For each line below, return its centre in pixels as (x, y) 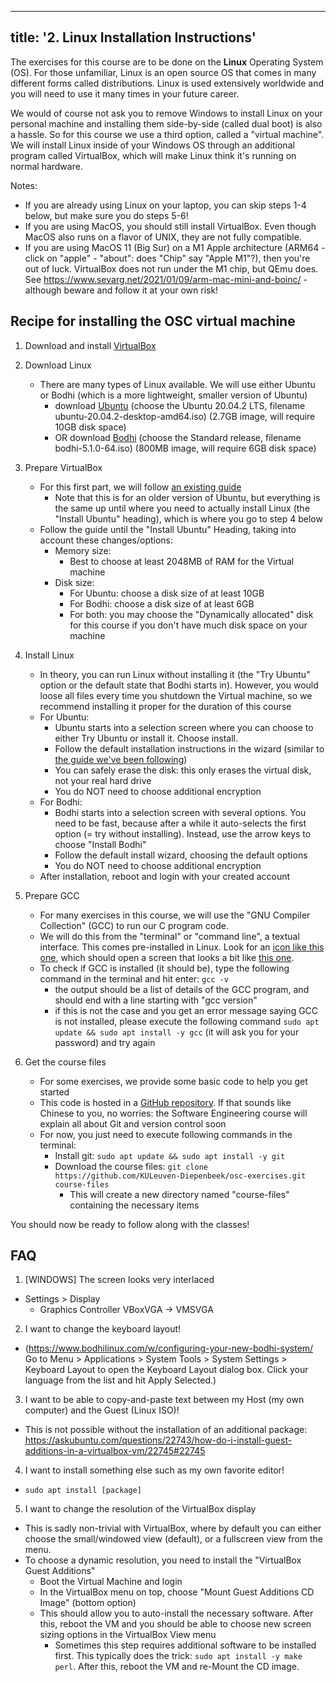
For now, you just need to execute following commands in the (166, 1134)
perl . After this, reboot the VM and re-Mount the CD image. (177, 1667)
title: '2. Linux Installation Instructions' (133, 37)
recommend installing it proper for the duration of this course (165, 706)
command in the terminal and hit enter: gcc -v (134, 978)
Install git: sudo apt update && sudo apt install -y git (170, 1155)
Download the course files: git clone (131, 1166)
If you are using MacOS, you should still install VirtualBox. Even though (170, 226)
